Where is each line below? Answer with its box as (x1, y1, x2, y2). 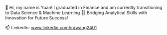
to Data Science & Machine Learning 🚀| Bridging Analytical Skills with (5, 10, 148, 16)
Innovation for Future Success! (5, 15, 68, 20)
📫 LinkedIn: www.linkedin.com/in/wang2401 (5, 25, 97, 30)
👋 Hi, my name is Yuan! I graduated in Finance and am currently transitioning (5, 5, 163, 10)
